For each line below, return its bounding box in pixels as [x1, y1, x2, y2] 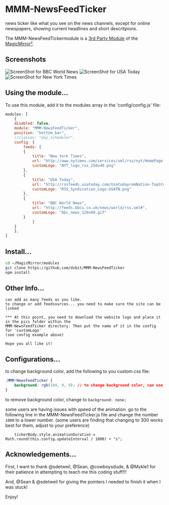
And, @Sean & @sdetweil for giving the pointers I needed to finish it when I [5, 478, 161, 484]
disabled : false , [14, 121, 51, 126]
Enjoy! [5, 493, 19, 499]
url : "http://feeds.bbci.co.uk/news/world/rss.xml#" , [32, 205, 147, 210]
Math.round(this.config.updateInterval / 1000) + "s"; [5, 437, 123, 442]
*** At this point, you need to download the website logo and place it [5, 315, 161, 320]
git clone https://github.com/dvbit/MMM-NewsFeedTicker [5, 265, 125, 270]
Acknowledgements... [5, 450, 76, 459]
